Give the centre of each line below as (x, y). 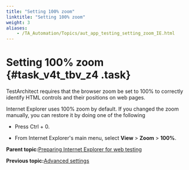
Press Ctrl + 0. (32, 126)
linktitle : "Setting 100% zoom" (46, 17)
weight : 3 (18, 22)
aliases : (17, 28)
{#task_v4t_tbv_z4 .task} (69, 75)
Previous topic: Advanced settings (48, 161)
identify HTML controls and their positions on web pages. (76, 98)
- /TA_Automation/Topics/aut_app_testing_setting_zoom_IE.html (96, 34)
